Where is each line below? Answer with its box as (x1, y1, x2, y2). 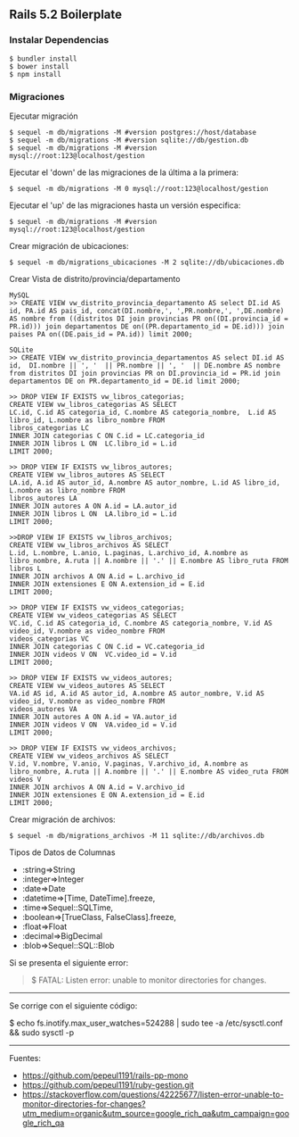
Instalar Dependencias (9, 34, 109, 46)
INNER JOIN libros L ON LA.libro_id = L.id (9, 509, 177, 519)
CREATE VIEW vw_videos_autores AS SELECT (9, 681, 166, 690)
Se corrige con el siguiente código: (9, 1000, 138, 1011)
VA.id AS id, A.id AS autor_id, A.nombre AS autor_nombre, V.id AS (9, 689, 265, 698)
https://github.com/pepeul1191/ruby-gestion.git (21, 1079, 194, 1090)
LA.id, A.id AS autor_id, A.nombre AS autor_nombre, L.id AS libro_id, (9, 477, 280, 487)
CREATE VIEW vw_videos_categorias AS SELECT (9, 610, 177, 619)
